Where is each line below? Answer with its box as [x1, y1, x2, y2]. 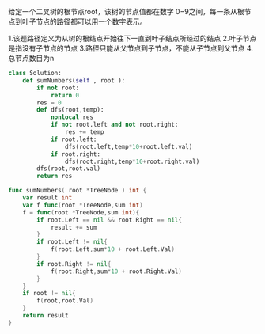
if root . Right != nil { [36, 260, 112, 268]
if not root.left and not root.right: [50, 121, 179, 129]
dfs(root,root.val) [36, 165, 101, 173]
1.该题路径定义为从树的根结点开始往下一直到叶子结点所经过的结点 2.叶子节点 [8, 34, 257, 43]
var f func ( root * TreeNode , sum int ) [22, 201, 144, 209]
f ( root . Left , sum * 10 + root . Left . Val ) [50, 245, 176, 253]
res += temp [64, 128, 104, 136]
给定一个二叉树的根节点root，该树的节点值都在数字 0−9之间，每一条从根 [8, 7, 245, 16]
